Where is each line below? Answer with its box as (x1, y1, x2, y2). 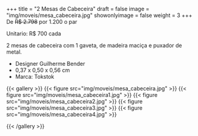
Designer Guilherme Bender (15, 60, 85, 67)
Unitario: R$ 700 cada (6, 30, 62, 37)
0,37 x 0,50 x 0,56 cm (15, 66, 70, 74)
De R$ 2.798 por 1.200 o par (6, 18, 77, 25)
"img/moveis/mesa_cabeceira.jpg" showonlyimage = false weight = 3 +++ (6, 12, 193, 19)
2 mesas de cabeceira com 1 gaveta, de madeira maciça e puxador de (6, 42, 183, 49)
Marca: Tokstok (15, 73, 55, 80)
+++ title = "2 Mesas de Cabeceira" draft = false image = (6, 5, 150, 12)
